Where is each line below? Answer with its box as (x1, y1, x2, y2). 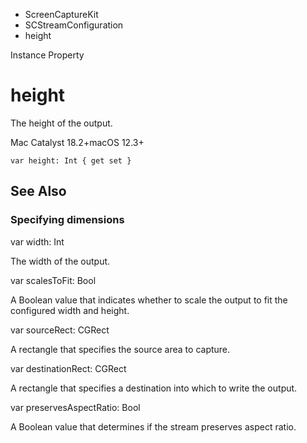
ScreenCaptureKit (24, 9, 99, 20)
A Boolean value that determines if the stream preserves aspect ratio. (10, 420, 297, 433)
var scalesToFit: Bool (10, 274, 97, 286)
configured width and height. (10, 304, 130, 316)
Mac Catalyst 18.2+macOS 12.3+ (10, 136, 145, 148)
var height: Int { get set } (10, 155, 132, 166)
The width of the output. (10, 255, 111, 267)
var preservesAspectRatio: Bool (10, 401, 141, 413)
